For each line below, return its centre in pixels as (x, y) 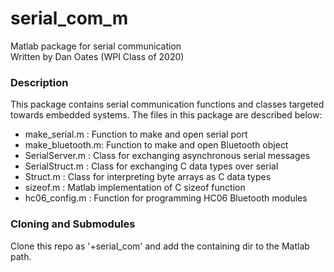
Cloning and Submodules (73, 224)
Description (39, 82)
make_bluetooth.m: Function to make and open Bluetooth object (156, 145)
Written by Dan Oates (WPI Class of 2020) (97, 56)
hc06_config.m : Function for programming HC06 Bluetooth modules (166, 198)
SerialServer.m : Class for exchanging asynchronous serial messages (167, 156)
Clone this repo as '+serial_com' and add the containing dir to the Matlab (160, 246)
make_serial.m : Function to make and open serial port (136, 134)
